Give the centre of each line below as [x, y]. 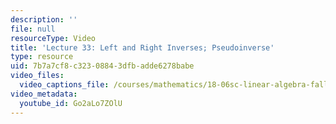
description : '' [44, 19]
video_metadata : [44, 94]
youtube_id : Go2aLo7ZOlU [71, 103]
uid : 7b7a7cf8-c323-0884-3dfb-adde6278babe [102, 66]
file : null [33, 29]
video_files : [37, 76]
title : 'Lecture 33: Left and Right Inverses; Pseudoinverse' [142, 47]
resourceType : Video [53, 38]
